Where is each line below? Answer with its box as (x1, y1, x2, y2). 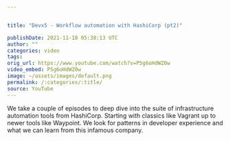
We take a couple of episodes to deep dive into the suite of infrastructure (7, 104, 214, 112)
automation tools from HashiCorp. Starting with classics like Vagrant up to (7, 111, 216, 120)
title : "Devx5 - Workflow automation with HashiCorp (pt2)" (7, 22, 183, 29)
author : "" (7, 40, 38, 48)
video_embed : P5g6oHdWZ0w (7, 66, 81, 73)
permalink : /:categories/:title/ (7, 79, 103, 86)
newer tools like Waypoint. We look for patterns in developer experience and (7, 118, 223, 127)
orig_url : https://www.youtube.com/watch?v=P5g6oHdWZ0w (7, 60, 170, 67)
